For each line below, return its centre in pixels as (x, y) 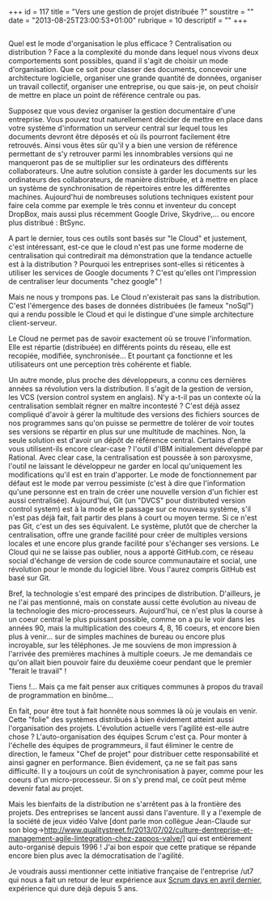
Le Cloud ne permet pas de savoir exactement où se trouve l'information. (130, 338)
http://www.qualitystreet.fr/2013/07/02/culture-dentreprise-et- (149, 830)
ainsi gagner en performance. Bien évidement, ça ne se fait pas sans (123, 763)
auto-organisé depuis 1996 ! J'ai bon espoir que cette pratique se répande (132, 847)
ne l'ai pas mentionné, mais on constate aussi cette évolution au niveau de (132, 602)
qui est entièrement (220, 839)
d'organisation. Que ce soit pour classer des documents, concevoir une (127, 70)
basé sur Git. (30, 578)
